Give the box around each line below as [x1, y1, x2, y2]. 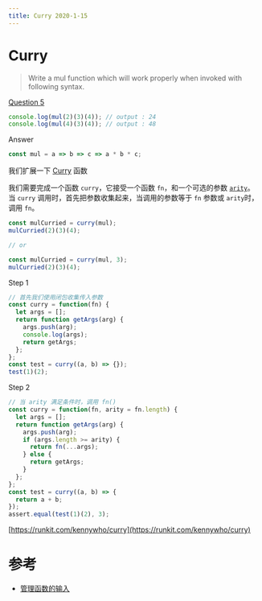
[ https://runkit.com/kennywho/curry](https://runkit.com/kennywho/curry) [8, 525, 251, 535]
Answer [8, 134, 34, 145]
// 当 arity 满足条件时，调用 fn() [8, 398, 117, 406]
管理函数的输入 [19, 584, 70, 594]
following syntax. [27, 81, 85, 91]
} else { [23, 451, 52, 459]
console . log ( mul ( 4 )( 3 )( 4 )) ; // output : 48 [8, 120, 157, 129]
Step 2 [8, 383, 31, 393]
